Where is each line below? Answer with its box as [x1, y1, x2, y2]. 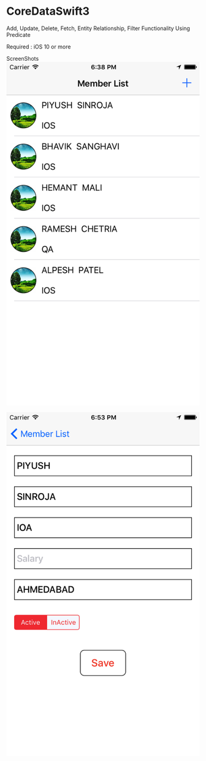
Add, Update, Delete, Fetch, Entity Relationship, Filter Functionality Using [6, 25, 190, 32]
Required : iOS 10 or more [6, 43, 71, 50]
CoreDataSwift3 [6, 4, 90, 18]
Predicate [6, 31, 31, 38]
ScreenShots [6, 55, 39, 62]
